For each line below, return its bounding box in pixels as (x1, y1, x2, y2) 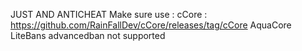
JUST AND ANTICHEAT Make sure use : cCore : (10, 9, 208, 20)
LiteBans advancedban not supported (10, 30, 166, 41)
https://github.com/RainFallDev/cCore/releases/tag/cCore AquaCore (10, 19, 292, 31)
